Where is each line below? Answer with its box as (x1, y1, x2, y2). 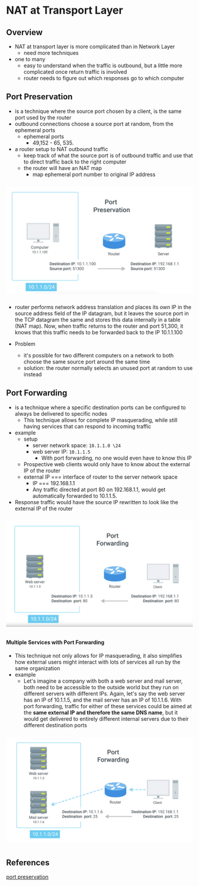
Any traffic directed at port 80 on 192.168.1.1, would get (32, 486, 166, 493)
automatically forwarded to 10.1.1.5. (32, 492, 117, 499)
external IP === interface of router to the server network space (23, 473, 178, 480)
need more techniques (23, 49, 79, 56)
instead (23, 370, 42, 378)
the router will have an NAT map (23, 164, 102, 171)
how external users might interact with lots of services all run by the (14, 658, 181, 665)
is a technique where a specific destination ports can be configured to (14, 404, 187, 411)
